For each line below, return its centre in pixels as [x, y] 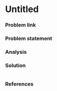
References [19, 84]
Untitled [22, 9]
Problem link [21, 25]
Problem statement [29, 39]
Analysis [16, 52]
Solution [16, 65]
